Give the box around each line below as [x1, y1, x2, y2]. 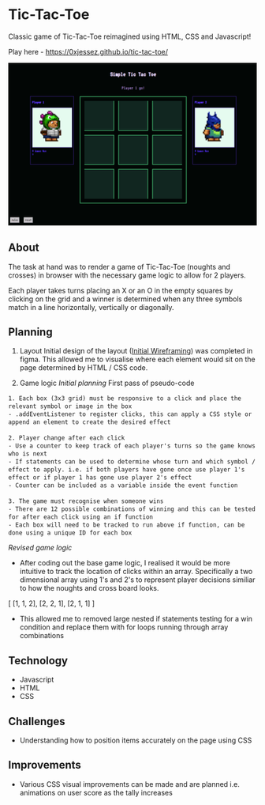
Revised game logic [8, 543, 73, 553]
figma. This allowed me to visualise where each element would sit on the [19, 354, 256, 365]
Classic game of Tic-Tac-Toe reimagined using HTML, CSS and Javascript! [8, 32, 252, 41]
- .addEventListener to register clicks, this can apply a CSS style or [8, 410, 252, 418]
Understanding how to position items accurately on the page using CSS [19, 735, 252, 745]
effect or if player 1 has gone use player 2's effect [8, 474, 192, 482]
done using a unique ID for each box [8, 529, 132, 537]
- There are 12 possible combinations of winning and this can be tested [8, 505, 256, 513]
